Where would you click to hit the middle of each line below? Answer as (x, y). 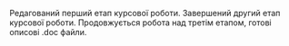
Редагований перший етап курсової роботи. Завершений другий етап (145, 13)
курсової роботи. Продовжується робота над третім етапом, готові (140, 23)
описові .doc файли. (48, 32)
